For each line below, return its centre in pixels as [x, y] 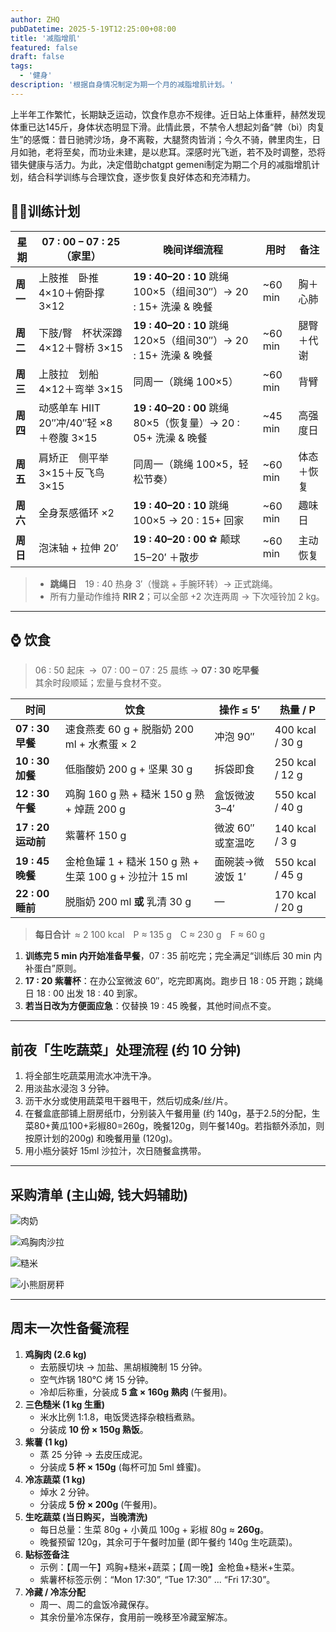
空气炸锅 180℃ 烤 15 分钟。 [96, 1379]
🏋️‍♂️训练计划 [45, 211]
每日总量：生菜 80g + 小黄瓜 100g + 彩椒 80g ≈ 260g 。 [154, 1529]
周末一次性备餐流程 [69, 1328]
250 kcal [295, 763]
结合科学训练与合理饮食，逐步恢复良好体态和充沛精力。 [141, 177]
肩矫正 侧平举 [73, 458]
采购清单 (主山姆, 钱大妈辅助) [99, 1194]
